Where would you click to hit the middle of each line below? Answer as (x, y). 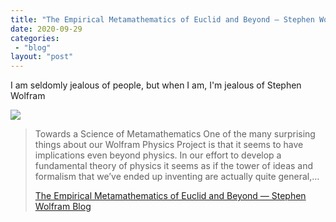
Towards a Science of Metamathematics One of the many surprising (175, 134)
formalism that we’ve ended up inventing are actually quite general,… (177, 177)
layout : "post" (42, 57)
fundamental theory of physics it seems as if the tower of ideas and (174, 166)
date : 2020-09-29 (46, 29)
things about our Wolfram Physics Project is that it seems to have (169, 145)
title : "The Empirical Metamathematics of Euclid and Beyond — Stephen (162, 19)
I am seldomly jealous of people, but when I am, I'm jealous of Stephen (156, 85)
